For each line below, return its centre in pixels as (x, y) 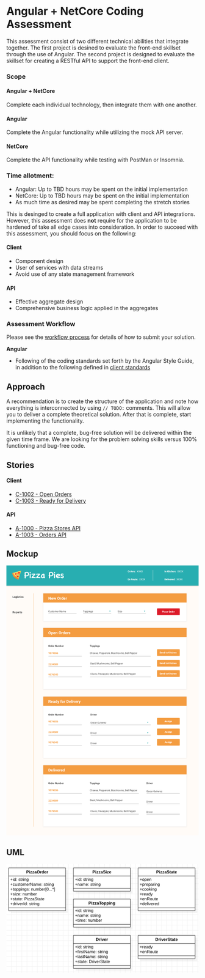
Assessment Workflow (41, 324)
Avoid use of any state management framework (75, 274)
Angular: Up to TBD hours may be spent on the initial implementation (101, 189)
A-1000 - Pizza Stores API (48, 528)
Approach (26, 387)
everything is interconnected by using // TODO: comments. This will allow (99, 408)
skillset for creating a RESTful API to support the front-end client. (88, 61)
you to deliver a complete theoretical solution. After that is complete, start (99, 415)
